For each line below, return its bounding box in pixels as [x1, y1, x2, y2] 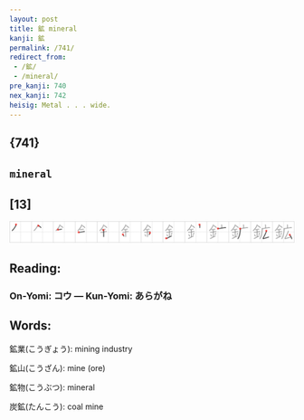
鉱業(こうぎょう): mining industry [9, 343, 133, 354]
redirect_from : [9, 52, 67, 62]
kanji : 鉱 [9, 33, 45, 43]
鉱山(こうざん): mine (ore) [9, 362, 106, 373]
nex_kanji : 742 [9, 91, 67, 100]
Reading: [9, 261, 62, 276]
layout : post [9, 14, 59, 24]
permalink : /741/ [9, 43, 75, 52]
